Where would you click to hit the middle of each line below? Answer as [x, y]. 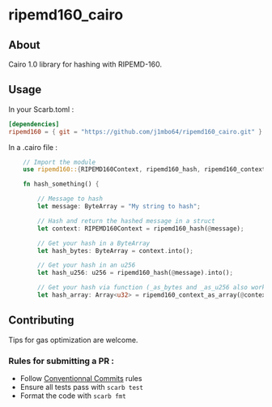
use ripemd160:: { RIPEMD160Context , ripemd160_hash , [112, 169]
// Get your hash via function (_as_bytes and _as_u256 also [143, 288]
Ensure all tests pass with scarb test [82, 388]
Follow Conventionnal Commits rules [81, 379]
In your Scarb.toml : [41, 109]
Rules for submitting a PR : [62, 361]
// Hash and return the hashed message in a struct [127, 221]
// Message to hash [70, 199]
